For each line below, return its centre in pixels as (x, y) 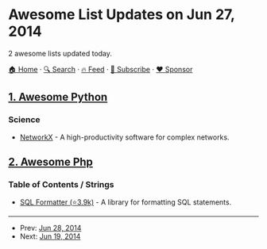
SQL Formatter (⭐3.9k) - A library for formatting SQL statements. (126, 202)
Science (25, 120)
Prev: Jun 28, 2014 (50, 228)
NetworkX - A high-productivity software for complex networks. (124, 137)
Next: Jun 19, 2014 (50, 236)
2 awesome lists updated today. (60, 53)
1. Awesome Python (58, 97)
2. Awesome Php (51, 162)
